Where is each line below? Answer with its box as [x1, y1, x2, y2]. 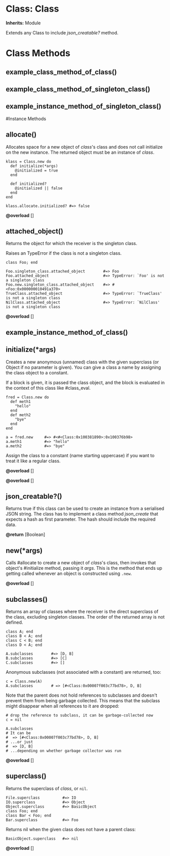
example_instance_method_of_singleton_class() [6, 102, 161, 111]
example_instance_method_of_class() [6, 328, 129, 336]
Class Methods [6, 48, 70, 59]
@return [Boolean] [6, 531, 46, 538]
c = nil [6, 717, 22, 722]
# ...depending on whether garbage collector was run [6, 748, 122, 754]
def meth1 [10, 399, 31, 404]
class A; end [6, 629, 33, 634]
